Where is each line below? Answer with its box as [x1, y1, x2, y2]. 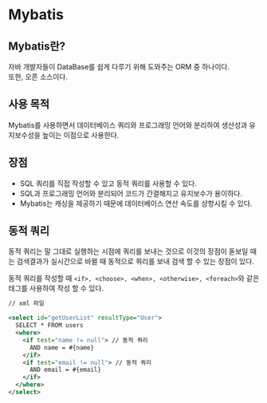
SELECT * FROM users [15, 322, 84, 330]
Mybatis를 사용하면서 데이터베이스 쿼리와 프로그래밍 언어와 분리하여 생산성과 [8, 120, 248, 129]
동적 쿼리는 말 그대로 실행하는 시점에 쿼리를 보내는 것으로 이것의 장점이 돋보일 [8, 247, 249, 256]
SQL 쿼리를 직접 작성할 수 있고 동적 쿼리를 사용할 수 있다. [19, 178, 198, 188]
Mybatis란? [8, 39, 66, 53]
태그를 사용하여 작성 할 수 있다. [8, 283, 104, 293]
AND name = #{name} [29, 343, 94, 352]
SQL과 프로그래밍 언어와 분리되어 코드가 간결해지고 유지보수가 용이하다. [19, 188, 243, 198]
